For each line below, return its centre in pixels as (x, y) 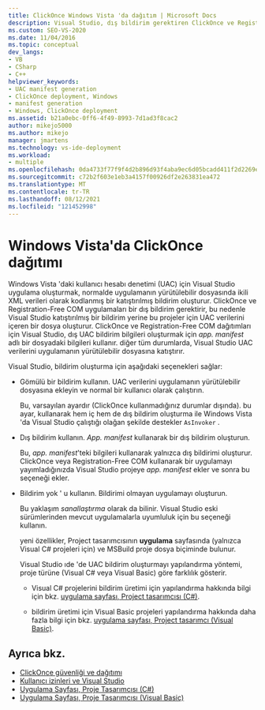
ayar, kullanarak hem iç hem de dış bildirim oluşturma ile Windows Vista (136, 414)
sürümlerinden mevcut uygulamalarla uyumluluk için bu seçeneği (125, 517)
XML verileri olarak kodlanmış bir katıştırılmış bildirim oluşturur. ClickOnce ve (132, 301)
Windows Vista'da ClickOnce (106, 245)
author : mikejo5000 (40, 126)
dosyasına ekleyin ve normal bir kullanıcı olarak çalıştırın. (112, 390)
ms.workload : (30, 155)
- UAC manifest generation (52, 89)
